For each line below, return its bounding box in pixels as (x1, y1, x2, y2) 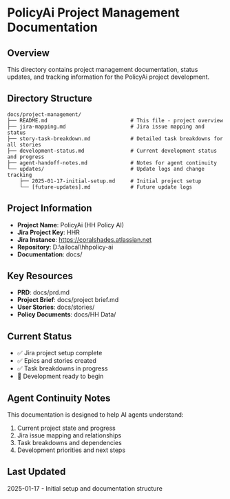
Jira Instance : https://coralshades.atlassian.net (17, 235, 151, 243)
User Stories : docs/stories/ (17, 303, 95, 312)
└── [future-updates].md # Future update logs (19, 183, 193, 191)
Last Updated (7, 466, 66, 478)
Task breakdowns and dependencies (17, 439, 122, 447)
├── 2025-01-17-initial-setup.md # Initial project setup (19, 178, 202, 185)
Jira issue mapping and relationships (17, 431, 122, 440)
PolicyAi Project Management (7, 5, 180, 21)
